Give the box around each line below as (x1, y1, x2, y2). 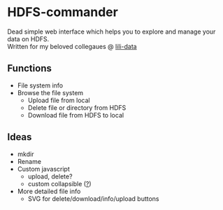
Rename (17, 157, 42, 165)
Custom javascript (17, 164, 70, 173)
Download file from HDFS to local (27, 111, 124, 119)
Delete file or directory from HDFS (27, 103, 127, 112)
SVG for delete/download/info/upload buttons (27, 194, 159, 203)
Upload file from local (27, 96, 90, 104)
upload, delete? (27, 172, 73, 181)
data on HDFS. (7, 34, 50, 43)
